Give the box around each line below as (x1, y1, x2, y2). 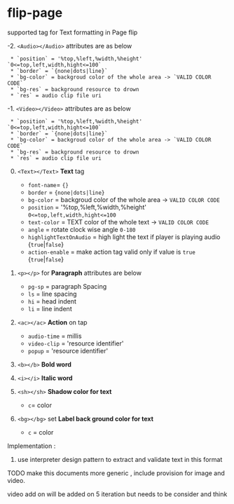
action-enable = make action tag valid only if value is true (27, 247, 196, 256)
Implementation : (7, 442, 56, 450)
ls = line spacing (27, 290, 77, 298)
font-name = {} (27, 180, 69, 189)
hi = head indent (27, 297, 77, 306)
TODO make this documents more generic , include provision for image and (7, 468, 226, 477)
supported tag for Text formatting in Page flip (7, 28, 138, 36)
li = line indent (27, 304, 72, 313)
